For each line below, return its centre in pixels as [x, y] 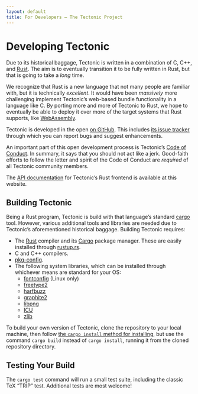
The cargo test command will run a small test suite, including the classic [95, 380]
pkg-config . [29, 260]
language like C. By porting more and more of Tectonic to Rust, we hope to [97, 106]
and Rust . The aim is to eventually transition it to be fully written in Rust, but [98, 69]
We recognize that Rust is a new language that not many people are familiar [98, 87]
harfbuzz [35, 291]
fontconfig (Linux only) [51, 279]
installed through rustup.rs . [48, 247]
